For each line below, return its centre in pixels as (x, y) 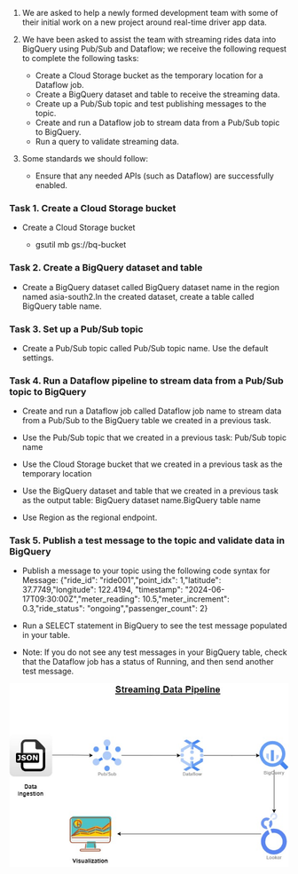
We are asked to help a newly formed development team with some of (150, 13)
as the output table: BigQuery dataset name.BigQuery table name (141, 500)
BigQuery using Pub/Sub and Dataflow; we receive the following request (154, 49)
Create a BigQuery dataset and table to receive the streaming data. (157, 94)
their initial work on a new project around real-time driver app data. (145, 22)
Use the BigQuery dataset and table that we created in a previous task (150, 491)
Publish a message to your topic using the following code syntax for (146, 571)
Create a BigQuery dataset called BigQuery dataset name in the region (151, 287)
